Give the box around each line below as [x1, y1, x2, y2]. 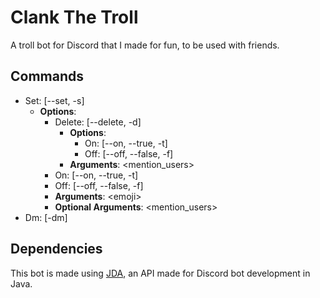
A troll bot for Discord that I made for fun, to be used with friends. [10, 39, 280, 51]
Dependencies [10, 241, 103, 258]
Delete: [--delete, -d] [54, 116, 142, 128]
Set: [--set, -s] [24, 94, 85, 106]
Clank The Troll [10, 6, 139, 29]
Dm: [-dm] [24, 211, 68, 223]
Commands [10, 68, 85, 85]
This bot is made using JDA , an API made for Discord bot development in [10, 267, 311, 279]
